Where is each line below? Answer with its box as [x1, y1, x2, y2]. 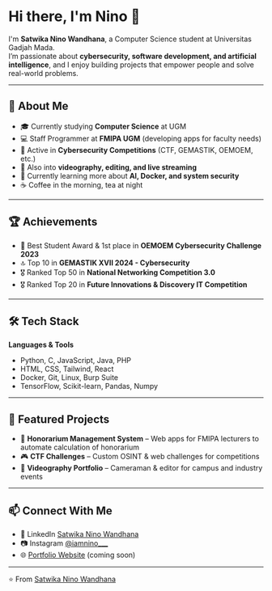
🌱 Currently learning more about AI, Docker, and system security [19, 171, 240, 180]
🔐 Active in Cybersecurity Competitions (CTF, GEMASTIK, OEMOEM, [19, 145, 253, 154]
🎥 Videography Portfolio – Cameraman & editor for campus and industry [19, 463, 263, 473]
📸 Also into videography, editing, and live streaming [19, 162, 197, 172]
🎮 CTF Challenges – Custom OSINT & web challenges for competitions [19, 452, 260, 462]
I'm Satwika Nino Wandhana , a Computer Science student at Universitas [8, 34, 253, 44]
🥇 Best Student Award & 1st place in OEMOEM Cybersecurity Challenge [19, 240, 261, 250]
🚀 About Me [8, 99, 69, 113]
